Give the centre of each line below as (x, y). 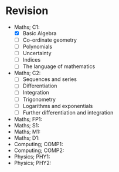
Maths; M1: (27, 131)
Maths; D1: (27, 138)
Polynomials (38, 47)
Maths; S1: (26, 125)
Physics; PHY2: (33, 163)
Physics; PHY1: (32, 156)
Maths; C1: (27, 27)
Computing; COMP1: (38, 144)
